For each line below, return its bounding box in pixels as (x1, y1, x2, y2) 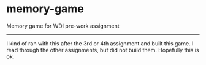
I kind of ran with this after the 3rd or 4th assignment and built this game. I (6, 39, 194, 47)
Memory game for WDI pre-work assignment (6, 22, 120, 29)
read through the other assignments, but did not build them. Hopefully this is (6, 46, 199, 53)
